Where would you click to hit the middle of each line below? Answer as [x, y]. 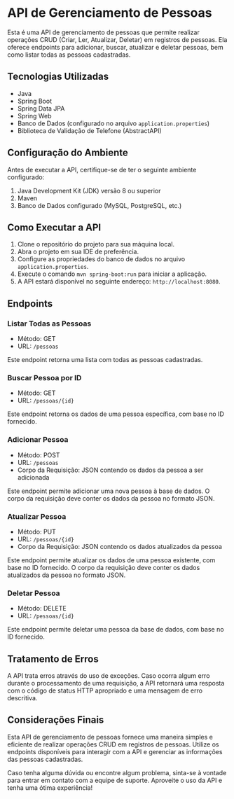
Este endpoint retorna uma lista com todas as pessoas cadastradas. [105, 360]
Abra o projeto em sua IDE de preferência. [78, 252]
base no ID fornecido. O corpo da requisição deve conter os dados [104, 567]
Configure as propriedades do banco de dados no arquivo [101, 259]
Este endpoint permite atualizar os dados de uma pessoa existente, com [111, 560]
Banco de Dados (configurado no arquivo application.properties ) [113, 123]
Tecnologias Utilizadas [58, 77]
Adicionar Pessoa [38, 440]
